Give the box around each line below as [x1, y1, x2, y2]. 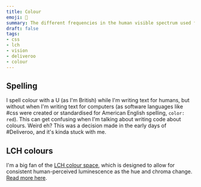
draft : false [6, 25, 39, 32]
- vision [6, 48, 28, 54]
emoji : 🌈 [6, 14, 28, 20]
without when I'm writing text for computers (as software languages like [6, 103, 184, 111]
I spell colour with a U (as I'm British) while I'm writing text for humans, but [6, 97, 190, 104]
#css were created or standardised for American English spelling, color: [6, 109, 185, 117]
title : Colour [6, 8, 42, 15]
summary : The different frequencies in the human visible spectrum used [6, 20, 191, 26]
